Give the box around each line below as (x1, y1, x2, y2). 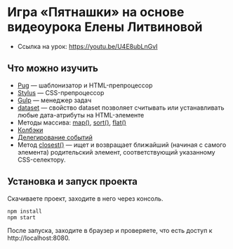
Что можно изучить (7, 62, 98, 74)
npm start (7, 214, 36, 221)
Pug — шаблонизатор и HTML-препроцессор (17, 81, 153, 90)
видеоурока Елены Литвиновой (7, 19, 203, 35)
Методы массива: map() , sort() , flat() (17, 118, 126, 127)
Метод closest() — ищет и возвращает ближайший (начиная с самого (17, 141, 227, 149)
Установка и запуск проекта (7, 176, 138, 187)
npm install (7, 208, 42, 215)
